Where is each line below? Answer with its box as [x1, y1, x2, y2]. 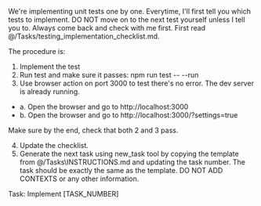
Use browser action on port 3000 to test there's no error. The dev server [19, 78, 255, 88]
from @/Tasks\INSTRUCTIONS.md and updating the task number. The [19, 157, 245, 167]
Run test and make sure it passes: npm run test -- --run [19, 70, 199, 79]
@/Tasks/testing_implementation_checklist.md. [8, 31, 160, 41]
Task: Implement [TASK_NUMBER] [8, 190, 119, 198]
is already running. [19, 87, 80, 96]
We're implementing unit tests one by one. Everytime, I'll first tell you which [8, 7, 251, 16]
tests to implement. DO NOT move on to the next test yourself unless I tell [8, 15, 245, 24]
